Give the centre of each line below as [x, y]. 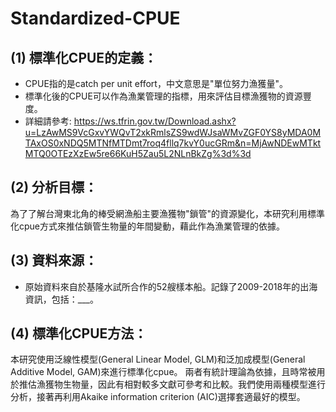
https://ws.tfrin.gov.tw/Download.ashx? [155, 121]
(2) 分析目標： [54, 187]
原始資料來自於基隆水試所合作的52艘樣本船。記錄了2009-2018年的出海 [171, 286]
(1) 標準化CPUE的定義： [84, 57]
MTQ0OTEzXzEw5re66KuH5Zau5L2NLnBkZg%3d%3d [138, 153]
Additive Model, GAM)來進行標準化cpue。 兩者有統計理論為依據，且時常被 [163, 372]
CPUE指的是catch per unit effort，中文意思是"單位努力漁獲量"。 [156, 83]
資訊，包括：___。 [61, 299]
